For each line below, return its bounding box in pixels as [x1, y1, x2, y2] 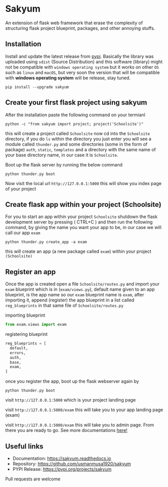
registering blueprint [5, 331, 48, 337]
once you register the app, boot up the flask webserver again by [5, 378, 139, 384]
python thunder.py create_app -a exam [5, 240, 87, 245]
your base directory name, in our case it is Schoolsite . [5, 152, 118, 158]
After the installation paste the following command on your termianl [5, 112, 146, 118]
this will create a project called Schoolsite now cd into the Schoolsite [5, 130, 150, 137]
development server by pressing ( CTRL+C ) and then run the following [5, 219, 153, 225]
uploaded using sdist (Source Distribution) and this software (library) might [5, 59, 163, 65]
